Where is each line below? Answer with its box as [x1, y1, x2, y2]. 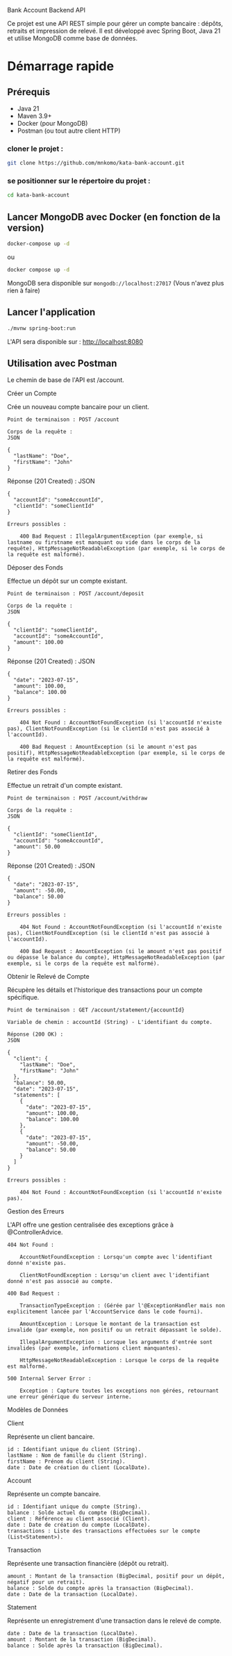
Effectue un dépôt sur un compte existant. [7, 577, 128, 586]
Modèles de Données [7, 1406, 69, 1414]
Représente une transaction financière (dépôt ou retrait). [7, 1559, 169, 1568]
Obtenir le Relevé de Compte [7, 972, 90, 981]
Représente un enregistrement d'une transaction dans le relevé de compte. [7, 1616, 222, 1625]
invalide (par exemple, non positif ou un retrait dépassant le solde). [7, 1327, 222, 1334]
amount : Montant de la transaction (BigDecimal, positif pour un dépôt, [7, 1573, 226, 1580]
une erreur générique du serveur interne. [7, 1393, 132, 1400]
